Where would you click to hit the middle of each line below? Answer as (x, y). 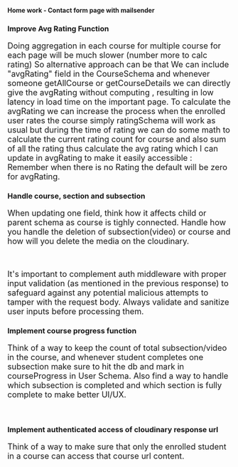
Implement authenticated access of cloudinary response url (113, 429)
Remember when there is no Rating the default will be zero (118, 167)
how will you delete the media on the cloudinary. (98, 241)
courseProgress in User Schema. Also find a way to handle (118, 376)
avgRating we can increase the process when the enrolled (117, 111)
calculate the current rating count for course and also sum (117, 139)
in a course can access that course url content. (96, 456)
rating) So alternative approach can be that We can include (118, 64)
